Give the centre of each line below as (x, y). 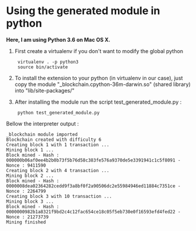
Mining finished (26, 222)
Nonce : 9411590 (26, 165)
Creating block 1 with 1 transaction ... (58, 145)
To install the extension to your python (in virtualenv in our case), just (99, 78)
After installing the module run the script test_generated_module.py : (98, 102)
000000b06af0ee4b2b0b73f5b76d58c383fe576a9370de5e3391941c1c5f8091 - (94, 160)
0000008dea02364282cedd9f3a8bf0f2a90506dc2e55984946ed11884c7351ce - (94, 186)
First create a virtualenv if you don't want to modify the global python (99, 51)
